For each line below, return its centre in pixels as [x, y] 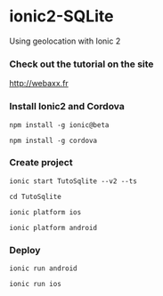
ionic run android [43, 268]
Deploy [25, 250]
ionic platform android [53, 228]
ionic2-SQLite [61, 16]
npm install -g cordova [53, 140]
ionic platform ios [45, 212]
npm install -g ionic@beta [59, 125]
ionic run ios [36, 284]
